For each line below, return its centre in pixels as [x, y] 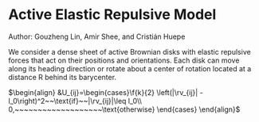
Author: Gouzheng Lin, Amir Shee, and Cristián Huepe [97, 36]
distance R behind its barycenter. [63, 77]
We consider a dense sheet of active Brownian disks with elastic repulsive [129, 51]
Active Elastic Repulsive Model [112, 15]
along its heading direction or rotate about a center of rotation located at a [130, 68]
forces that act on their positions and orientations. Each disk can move [124, 60]
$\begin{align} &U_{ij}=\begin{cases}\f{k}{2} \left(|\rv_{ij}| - [106, 92]
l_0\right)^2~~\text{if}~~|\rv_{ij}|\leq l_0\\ [75, 101]
